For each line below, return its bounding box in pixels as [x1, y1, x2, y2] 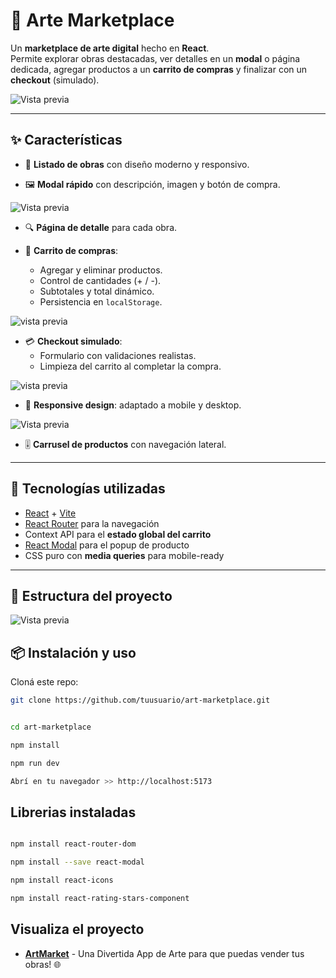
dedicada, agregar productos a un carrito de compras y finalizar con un [10, 63, 308, 75]
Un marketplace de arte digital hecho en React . [10, 42, 210, 54]
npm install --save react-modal [10, 857, 145, 868]
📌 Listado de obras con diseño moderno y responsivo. [24, 158, 250, 170]
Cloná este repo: [10, 676, 79, 688]
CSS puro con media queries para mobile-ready [24, 549, 225, 561]
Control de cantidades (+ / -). [39, 274, 162, 286]
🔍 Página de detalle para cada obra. [24, 221, 178, 233]
